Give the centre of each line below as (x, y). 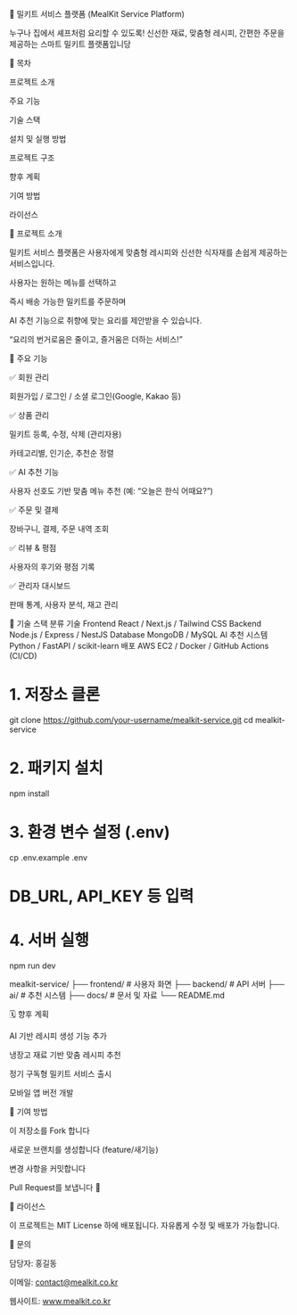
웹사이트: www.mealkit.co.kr (60, 1301)
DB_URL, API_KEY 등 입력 (102, 896)
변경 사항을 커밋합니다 (48, 1168)
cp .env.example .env (48, 857)
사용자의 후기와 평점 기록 (52, 567)
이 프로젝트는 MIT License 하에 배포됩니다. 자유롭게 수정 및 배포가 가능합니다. (144, 1225)
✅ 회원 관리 (29, 377)
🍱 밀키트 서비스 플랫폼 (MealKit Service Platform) (97, 14)
